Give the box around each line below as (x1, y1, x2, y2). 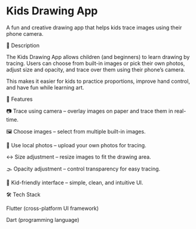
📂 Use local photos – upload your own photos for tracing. (6, 141, 146, 148)
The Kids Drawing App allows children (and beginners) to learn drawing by (6, 53, 190, 60)
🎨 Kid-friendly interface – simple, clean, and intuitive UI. (6, 179, 143, 186)
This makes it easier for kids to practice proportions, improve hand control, (6, 78, 190, 85)
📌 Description (6, 42, 40, 49)
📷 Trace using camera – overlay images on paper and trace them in (6, 107, 173, 114)
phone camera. (6, 30, 44, 37)
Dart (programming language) (6, 216, 79, 223)
